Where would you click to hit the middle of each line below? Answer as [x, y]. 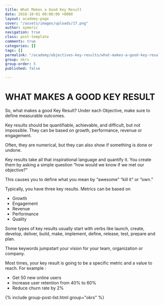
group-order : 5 [20, 64]
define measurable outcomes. [35, 116]
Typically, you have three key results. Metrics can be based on [68, 189]
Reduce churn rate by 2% [38, 288]
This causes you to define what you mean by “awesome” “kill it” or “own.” [79, 179]
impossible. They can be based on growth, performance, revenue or [74, 130]
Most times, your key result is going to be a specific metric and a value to [79, 263]
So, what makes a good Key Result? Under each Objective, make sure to [78, 110]
